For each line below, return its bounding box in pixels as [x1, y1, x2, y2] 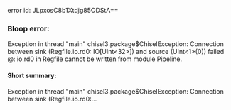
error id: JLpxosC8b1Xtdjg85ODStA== [7, 6, 119, 14]
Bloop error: [7, 23, 50, 33]
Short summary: [7, 71, 57, 79]
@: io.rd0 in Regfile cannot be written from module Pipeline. [7, 55, 183, 63]
